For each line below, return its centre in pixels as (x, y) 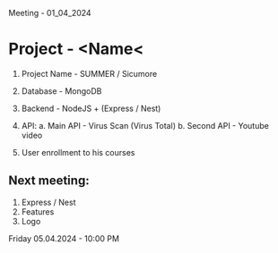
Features (38, 211)
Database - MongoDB (61, 91)
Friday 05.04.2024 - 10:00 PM (64, 238)
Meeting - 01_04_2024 (50, 13)
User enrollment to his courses (78, 152)
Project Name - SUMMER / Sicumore (89, 73)
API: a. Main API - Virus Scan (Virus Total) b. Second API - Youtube (145, 125)
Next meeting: (49, 181)
